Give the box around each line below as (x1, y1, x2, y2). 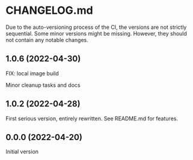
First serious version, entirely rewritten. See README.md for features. (5, 115, 179, 122)
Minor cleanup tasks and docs (5, 81, 81, 88)
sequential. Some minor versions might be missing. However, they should (5, 29, 188, 37)
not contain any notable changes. (5, 36, 88, 43)
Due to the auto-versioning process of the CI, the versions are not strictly (5, 23, 187, 31)
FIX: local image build (5, 70, 60, 77)
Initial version (5, 148, 39, 155)
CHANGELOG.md (5, 4, 94, 17)
